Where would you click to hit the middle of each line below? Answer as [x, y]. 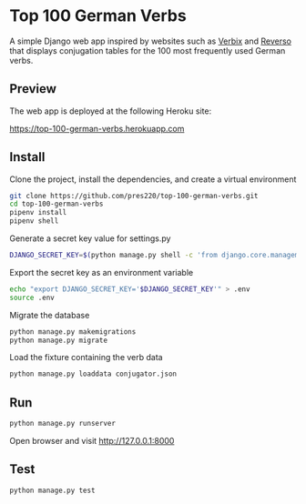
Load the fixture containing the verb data [86, 358]
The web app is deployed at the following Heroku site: [111, 111]
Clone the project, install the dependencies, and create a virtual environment [153, 179]
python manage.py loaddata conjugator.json [93, 374]
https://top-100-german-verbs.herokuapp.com [97, 128]
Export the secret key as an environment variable [102, 272]
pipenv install [38, 213]
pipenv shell [34, 221]
